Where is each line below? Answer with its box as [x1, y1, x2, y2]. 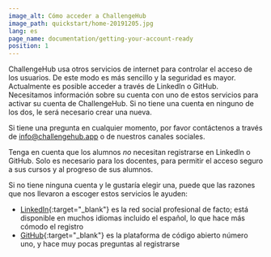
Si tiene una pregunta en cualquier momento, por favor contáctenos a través [8, 123, 263, 133]
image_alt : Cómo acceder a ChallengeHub [8, 11, 147, 20]
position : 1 [8, 42, 49, 50]
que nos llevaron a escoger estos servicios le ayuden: [8, 189, 188, 199]
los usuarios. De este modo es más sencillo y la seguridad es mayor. [8, 73, 236, 83]
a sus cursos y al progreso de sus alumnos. [8, 165, 154, 174]
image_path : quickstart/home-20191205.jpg [8, 19, 154, 28]
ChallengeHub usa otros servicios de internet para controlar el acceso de [8, 64, 253, 74]
